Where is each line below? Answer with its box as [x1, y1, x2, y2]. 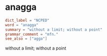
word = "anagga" [5, 22, 38, 27]
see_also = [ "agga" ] [5, 36, 48, 41]
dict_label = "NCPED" [5, 18, 50, 23]
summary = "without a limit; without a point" [5, 27, 103, 32]
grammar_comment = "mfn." [5, 32, 58, 37]
